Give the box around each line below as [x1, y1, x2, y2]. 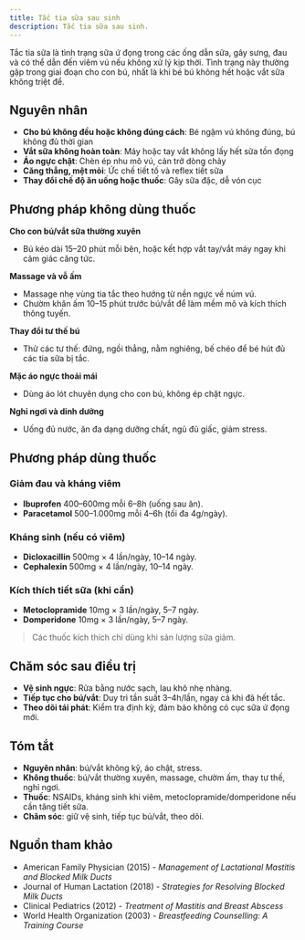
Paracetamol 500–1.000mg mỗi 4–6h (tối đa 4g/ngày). [22, 507, 228, 518]
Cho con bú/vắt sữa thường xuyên [9, 225, 142, 237]
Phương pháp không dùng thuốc [9, 202, 196, 217]
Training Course [22, 919, 84, 931]
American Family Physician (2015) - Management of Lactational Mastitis [22, 862, 296, 872]
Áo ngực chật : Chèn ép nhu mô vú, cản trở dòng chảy [22, 156, 226, 167]
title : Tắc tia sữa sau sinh [9, 13, 121, 23]
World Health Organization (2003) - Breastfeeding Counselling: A [22, 910, 268, 921]
